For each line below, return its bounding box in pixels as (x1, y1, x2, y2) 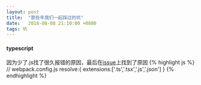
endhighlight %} (6, 72, 47, 80)
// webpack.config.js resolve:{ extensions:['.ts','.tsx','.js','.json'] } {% (6, 66, 175, 73)
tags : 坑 (6, 25, 27, 32)
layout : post (6, 8, 40, 15)
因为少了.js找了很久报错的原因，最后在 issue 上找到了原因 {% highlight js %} (6, 59, 195, 66)
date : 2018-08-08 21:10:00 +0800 (6, 20, 97, 26)
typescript (6, 44, 33, 52)
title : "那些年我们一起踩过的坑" (6, 15, 84, 21)
